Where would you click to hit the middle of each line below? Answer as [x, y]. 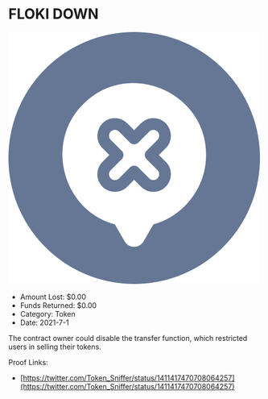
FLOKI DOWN [54, 14]
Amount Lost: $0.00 [53, 297]
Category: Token [47, 314]
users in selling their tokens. [55, 347]
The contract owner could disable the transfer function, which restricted [128, 338]
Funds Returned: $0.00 [58, 305]
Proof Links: [28, 362]
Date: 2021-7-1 [45, 322]
